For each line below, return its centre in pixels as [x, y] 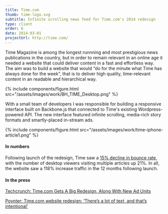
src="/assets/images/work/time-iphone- [121, 129]
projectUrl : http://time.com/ [37, 38]
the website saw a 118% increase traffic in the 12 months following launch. [82, 169]
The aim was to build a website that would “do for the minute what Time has [83, 68]
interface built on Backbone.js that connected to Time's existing [71, 109]
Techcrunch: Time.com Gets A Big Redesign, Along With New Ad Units [78, 191]
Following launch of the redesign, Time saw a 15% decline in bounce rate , [81, 158]
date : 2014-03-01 [23, 33]
